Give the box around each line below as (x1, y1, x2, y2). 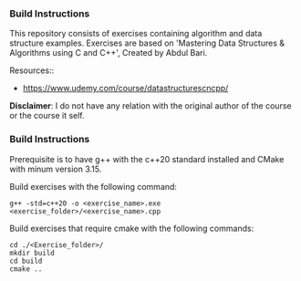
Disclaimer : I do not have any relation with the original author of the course (9, 100, 292, 111)
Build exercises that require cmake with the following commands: (9, 223, 254, 234)
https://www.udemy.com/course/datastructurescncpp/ (22, 83, 229, 94)
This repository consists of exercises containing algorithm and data (9, 28, 263, 39)
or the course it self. (9, 110, 85, 121)
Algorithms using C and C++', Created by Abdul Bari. (9, 47, 208, 58)
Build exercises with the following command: (9, 181, 178, 192)
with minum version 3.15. (9, 163, 102, 174)
